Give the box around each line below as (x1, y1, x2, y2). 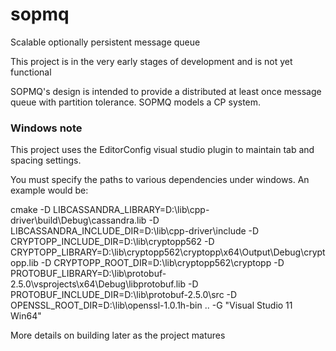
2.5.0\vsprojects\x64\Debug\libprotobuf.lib (10, 278, 187, 290)
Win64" (10, 310, 42, 322)
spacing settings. (10, 154, 82, 167)
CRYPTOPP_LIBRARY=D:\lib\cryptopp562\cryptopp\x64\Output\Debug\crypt (10, 246, 326, 258)
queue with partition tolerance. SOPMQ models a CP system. (10, 96, 262, 108)
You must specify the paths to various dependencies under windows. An (10, 174, 310, 186)
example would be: (10, 184, 89, 197)
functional (10, 66, 52, 78)
